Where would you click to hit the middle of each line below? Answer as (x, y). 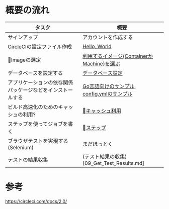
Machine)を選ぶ (101, 63)
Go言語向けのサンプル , (109, 86)
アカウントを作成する (108, 37)
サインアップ (23, 37)
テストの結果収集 (28, 160)
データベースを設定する (35, 73)
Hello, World (97, 46)
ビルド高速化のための (33, 107)
